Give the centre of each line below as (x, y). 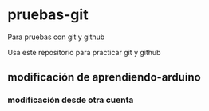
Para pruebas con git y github (56, 37)
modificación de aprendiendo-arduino (104, 77)
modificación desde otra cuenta (71, 100)
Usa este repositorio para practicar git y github (84, 52)
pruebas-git (48, 15)
